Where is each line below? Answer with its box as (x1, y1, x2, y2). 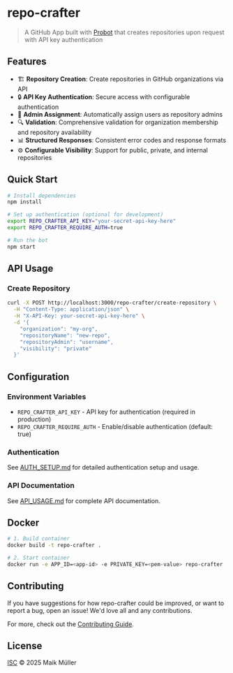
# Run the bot (7, 236, 49, 244)
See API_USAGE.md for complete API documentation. (7, 496, 160, 505)
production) (17, 414, 52, 424)
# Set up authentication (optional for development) (7, 211, 164, 218)
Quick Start (7, 173, 58, 186)
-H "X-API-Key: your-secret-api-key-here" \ (13, 312, 145, 319)
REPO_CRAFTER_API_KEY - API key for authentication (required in (17, 407, 195, 416)
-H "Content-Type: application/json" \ (13, 306, 130, 313)
